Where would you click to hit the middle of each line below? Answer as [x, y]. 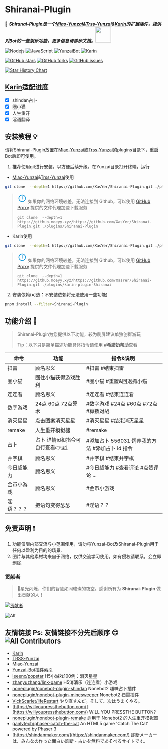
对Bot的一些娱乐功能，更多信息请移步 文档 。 [50, 41]
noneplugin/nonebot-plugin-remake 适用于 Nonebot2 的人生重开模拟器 [85, 718]
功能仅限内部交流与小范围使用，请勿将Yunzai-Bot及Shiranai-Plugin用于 [85, 544]
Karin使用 [22, 236]
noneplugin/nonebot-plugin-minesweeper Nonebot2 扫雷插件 [76, 695]
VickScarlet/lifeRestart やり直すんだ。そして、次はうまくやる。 [77, 701]
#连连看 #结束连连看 [110, 394]
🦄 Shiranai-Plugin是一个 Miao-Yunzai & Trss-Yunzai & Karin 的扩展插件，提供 [83, 24]
